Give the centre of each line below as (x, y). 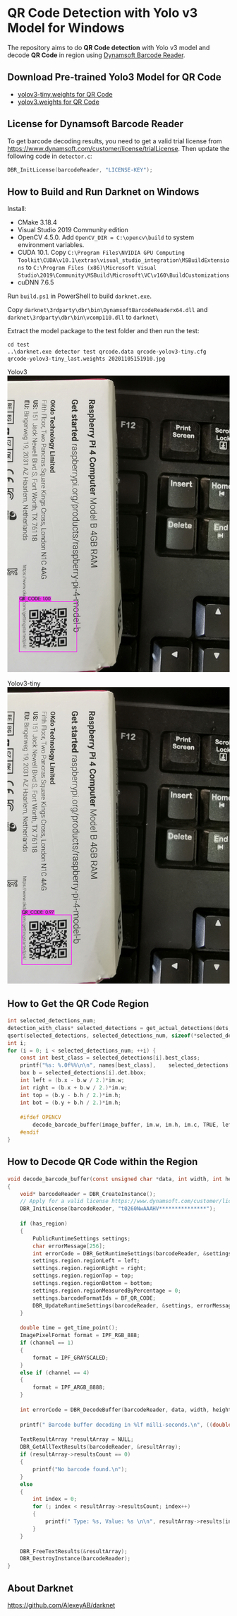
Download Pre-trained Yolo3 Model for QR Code (114, 77)
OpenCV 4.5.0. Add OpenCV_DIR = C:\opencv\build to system (106, 237)
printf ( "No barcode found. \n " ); (80, 1469)
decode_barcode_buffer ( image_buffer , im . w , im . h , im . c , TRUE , (126, 1125)
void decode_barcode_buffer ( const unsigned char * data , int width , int (115, 1179)
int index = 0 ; (55, 1499)
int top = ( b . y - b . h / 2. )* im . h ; (71, 1095)
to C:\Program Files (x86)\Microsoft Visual (91, 268)
